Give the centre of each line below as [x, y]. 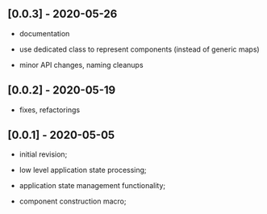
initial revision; [43, 154]
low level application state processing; [83, 170]
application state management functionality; [92, 186]
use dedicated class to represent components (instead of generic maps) [139, 49]
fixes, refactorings [50, 110]
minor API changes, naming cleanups [81, 65]
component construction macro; [73, 201]
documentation [44, 33]
